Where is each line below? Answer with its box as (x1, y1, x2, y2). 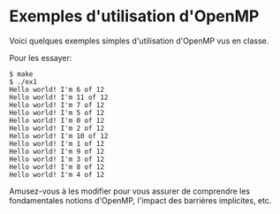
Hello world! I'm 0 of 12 (9, 116, 104, 125)
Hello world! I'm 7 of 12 (9, 100, 104, 110)
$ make (9, 69, 34, 79)
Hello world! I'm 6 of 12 (9, 85, 104, 94)
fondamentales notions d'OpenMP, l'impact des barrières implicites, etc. (9, 195, 272, 205)
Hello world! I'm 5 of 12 (9, 108, 104, 117)
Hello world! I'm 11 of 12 (9, 93, 109, 102)
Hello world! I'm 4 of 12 (9, 170, 104, 179)
